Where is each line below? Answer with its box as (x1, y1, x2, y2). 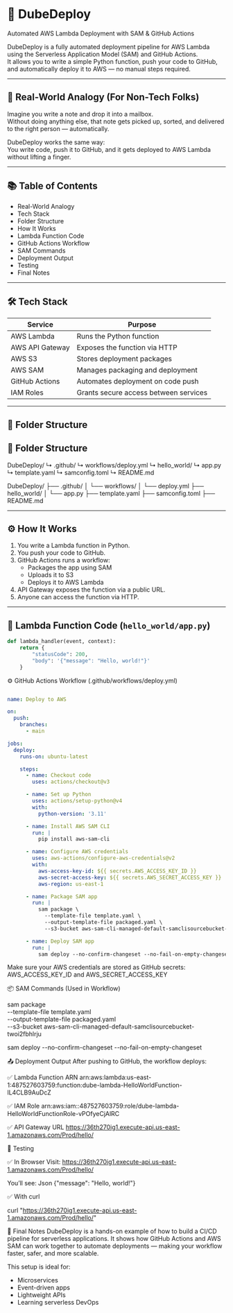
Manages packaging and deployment (76, 366, 198, 375)
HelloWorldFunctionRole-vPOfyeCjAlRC (7, 1110, 120, 1118)
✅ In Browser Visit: (7, 1158, 61, 1166)
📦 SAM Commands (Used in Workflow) (7, 984, 121, 993)
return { (19, 644, 45, 651)
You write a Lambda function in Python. (17, 541, 130, 550)
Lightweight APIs (17, 1291, 66, 1299)
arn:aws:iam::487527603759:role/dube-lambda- (41, 1102, 180, 1110)
